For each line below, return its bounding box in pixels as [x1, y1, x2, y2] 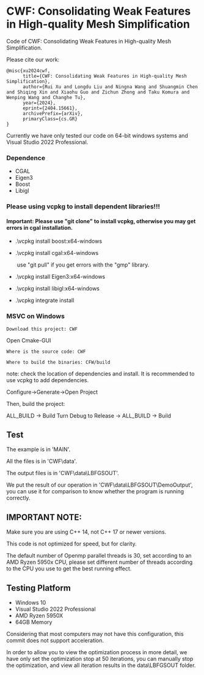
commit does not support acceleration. [6, 637, 104, 644]
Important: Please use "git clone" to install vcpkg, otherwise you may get [6, 217, 196, 224]
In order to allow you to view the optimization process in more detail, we [6, 649, 188, 656]
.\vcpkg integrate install [15, 297, 75, 304]
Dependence [6, 153, 46, 162]
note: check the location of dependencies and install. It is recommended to [6, 370, 195, 377]
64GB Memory [15, 619, 53, 626]
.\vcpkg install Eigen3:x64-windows [15, 273, 106, 281]
